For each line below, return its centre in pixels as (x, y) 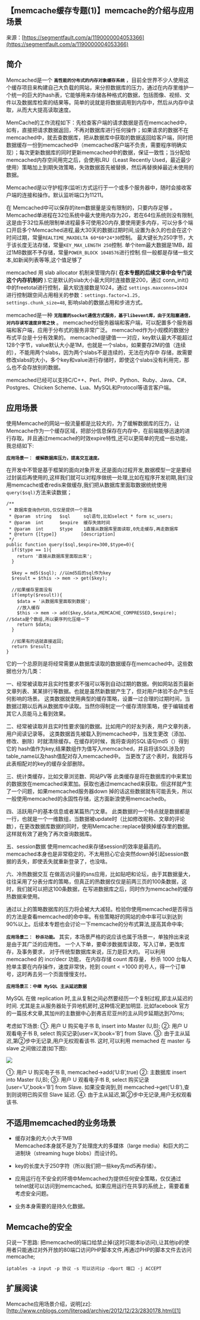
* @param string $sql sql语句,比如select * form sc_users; (91, 516)
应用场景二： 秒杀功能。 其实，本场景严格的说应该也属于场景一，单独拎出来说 (98, 937)
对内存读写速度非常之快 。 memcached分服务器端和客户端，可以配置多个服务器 (99, 322)
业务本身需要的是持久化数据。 (51, 1206)
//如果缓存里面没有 (32, 590)
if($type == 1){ (32, 550)
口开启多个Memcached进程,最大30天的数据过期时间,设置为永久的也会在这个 (99, 230)
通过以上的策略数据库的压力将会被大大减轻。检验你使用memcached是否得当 (100, 909)
